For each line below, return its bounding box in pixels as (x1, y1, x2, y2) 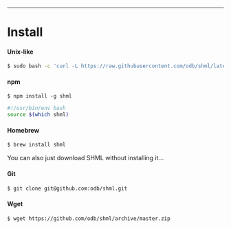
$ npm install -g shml (7, 93, 72, 100)
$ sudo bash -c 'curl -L (7, 63, 78, 69)
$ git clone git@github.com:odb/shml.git (7, 185, 128, 192)
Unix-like (7, 47, 34, 56)
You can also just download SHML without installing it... (7, 154, 164, 162)
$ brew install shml (7, 142, 67, 149)
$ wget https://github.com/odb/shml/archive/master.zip (7, 215, 170, 222)
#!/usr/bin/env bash (7, 105, 67, 112)
